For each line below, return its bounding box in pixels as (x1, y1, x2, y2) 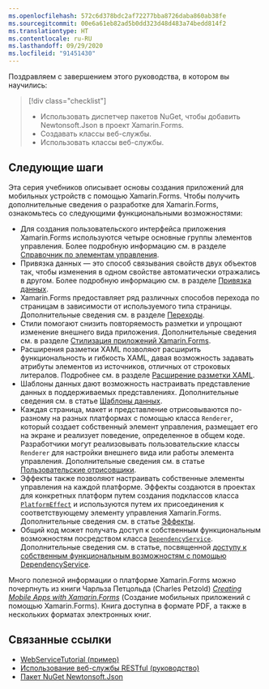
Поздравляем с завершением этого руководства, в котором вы (8, 72, 229, 81)
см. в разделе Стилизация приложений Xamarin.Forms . (19, 335, 211, 345)
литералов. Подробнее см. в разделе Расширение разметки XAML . (19, 370, 255, 380)
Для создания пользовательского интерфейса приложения (19, 223, 226, 233)
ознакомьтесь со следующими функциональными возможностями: (8, 208, 243, 218)
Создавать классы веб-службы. (40, 129, 152, 138)
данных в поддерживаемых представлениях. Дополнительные (19, 387, 239, 397)
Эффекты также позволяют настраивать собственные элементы (19, 473, 245, 483)
